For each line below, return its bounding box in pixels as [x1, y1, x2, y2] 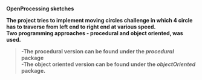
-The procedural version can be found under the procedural [21, 47, 174, 55]
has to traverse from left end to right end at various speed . [6, 23, 156, 30]
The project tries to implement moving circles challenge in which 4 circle [6, 16, 193, 24]
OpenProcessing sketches [6, 5, 74, 12]
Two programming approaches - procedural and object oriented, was [6, 29, 183, 36]
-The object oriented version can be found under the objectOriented [21, 61, 196, 68]
